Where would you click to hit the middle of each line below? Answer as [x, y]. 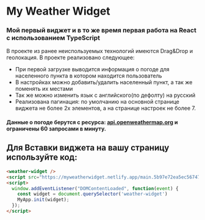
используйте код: [42, 158]
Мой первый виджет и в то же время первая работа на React [101, 30]
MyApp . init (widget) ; [43, 200]
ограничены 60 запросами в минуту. [56, 129]
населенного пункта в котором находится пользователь [88, 76]
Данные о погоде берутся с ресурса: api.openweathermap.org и [92, 122]
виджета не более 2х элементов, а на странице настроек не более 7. [106, 108]
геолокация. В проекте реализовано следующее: [70, 58]
